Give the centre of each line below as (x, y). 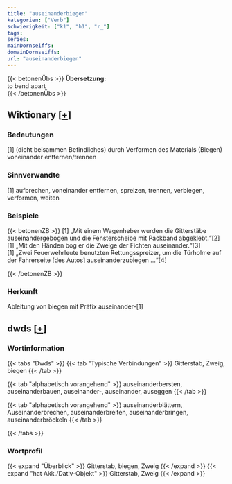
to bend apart (27, 86)
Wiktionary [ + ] (39, 115)
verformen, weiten (34, 198)
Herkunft (23, 291)
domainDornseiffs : (34, 53)
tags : (15, 33)
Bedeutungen (30, 135)
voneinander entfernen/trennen (52, 157)
